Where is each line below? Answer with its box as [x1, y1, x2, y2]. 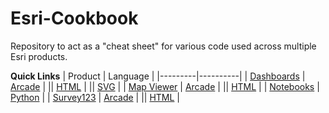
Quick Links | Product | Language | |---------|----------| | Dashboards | [10, 70, 306, 82]
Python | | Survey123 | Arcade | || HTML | [10, 91, 181, 103]
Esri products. [10, 50, 68, 62]
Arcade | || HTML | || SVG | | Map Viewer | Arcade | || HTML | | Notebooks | [10, 80, 320, 92]
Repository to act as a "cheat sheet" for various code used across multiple [10, 40, 317, 52]
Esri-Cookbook [10, 7, 139, 30]
